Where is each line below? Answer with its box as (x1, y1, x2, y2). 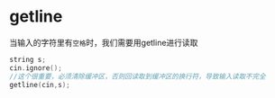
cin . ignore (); (9, 63, 63, 73)
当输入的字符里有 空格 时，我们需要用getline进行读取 (9, 37, 198, 48)
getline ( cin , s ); (9, 80, 70, 89)
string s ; (9, 55, 47, 64)
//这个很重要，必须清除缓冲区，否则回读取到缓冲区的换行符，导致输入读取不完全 (9, 72, 266, 81)
